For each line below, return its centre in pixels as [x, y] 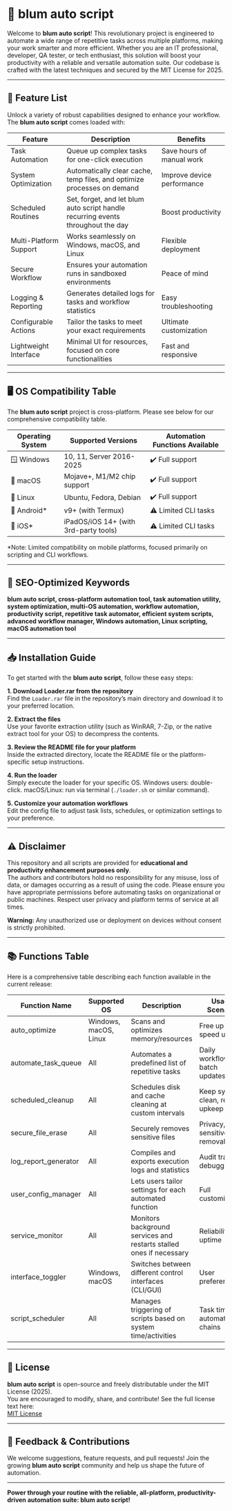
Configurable [32, 322]
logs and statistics [160, 1170]
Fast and [175, 346]
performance [183, 184]
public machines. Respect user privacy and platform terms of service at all [113, 899]
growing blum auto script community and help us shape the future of [106, 1465]
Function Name [46, 1005]
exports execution [160, 1161]
